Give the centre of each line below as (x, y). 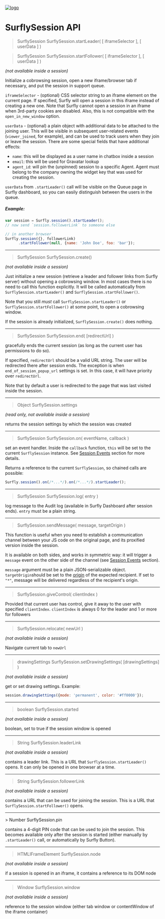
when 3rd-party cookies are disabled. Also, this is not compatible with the (80, 111)
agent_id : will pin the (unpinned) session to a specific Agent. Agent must (86, 167)
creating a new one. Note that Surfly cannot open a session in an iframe (78, 106)
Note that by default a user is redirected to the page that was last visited (78, 385)
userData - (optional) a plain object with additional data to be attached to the (82, 125)
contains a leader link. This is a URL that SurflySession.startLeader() (76, 762)
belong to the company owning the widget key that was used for (77, 172)
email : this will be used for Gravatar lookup (55, 161)
